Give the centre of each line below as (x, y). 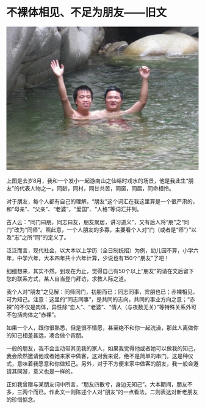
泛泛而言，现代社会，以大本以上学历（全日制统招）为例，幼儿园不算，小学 (100, 250)
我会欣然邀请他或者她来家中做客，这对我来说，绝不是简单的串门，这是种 (97, 356)
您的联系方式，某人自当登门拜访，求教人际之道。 (68, 279)
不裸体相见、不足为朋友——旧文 (87, 13)
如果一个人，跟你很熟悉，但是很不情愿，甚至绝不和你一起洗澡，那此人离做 (100, 328)
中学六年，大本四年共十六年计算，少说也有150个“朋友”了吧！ (93, 258)
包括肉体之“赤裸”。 (35, 315)
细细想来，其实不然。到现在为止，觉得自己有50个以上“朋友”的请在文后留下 (100, 271)
